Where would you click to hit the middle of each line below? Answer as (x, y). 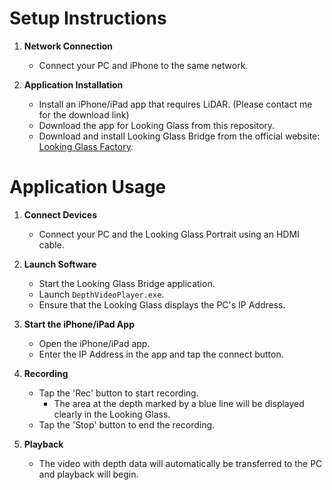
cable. (51, 244)
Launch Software (60, 264)
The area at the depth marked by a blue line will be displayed (179, 403)
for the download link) (84, 114)
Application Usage (88, 187)
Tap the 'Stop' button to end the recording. (127, 424)
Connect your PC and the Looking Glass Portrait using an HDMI (169, 234)
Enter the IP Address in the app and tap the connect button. (161, 354)
